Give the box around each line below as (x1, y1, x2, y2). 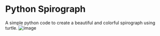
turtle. (5, 25, 18, 31)
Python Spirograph (5, 3, 86, 15)
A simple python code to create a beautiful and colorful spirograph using (5, 20, 155, 26)
